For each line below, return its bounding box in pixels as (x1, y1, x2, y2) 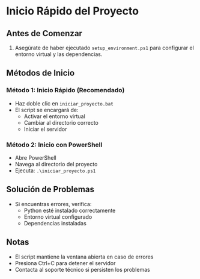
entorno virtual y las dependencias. (14, 51, 103, 58)
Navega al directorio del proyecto (14, 160, 98, 168)
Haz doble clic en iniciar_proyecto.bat (14, 99, 114, 107)
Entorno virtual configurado (23, 213, 92, 221)
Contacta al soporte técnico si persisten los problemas (14, 266, 150, 273)
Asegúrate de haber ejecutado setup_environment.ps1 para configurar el (14, 44, 194, 51)
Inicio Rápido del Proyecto (6, 4, 139, 18)
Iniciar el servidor (23, 125, 67, 133)
